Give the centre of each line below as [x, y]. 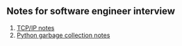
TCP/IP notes [35, 27]
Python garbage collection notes [63, 35]
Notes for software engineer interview [91, 11]
